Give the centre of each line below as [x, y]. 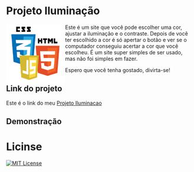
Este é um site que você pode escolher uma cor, [124, 27]
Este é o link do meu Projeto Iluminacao [54, 103]
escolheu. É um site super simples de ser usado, [124, 52]
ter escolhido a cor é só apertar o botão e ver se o [126, 40]
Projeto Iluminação [53, 11]
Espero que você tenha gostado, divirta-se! [118, 70]
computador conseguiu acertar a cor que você [122, 46]
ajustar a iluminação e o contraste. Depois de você [127, 33]
